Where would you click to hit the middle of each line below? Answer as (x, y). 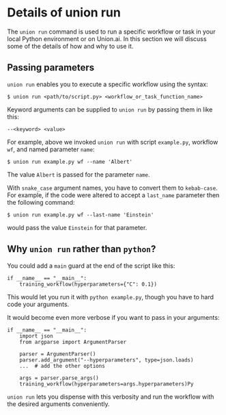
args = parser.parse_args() (59, 378)
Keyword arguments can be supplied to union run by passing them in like (110, 109)
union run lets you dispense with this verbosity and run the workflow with (111, 397)
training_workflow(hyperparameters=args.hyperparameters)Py (107, 384)
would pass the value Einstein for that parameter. (77, 227)
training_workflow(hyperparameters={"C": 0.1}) (88, 284)
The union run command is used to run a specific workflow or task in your (111, 32)
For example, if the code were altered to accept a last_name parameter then (113, 195)
